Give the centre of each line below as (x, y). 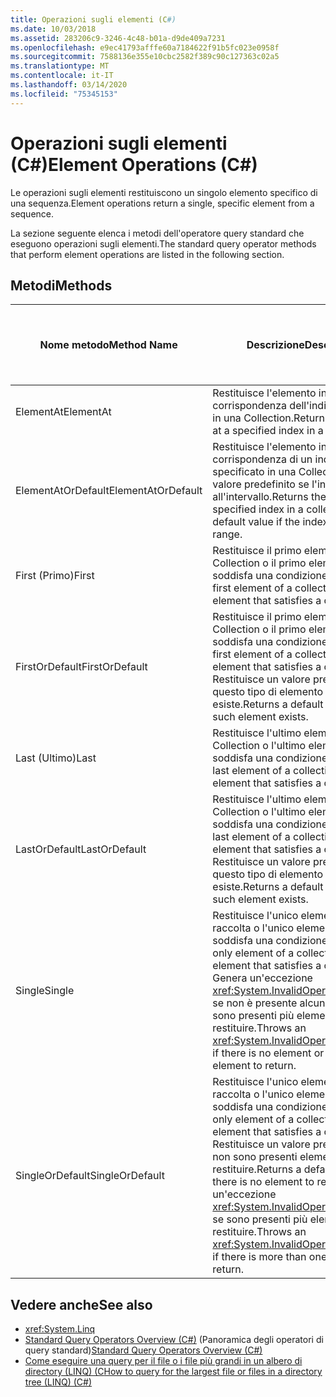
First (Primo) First (55, 576)
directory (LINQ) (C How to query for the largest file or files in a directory (173, 1372)
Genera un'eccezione (262, 978)
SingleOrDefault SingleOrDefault (90, 1176)
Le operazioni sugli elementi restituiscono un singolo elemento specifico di (164, 192)
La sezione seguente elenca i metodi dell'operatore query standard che (157, 233)
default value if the (256, 522)
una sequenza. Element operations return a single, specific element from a (162, 203)
